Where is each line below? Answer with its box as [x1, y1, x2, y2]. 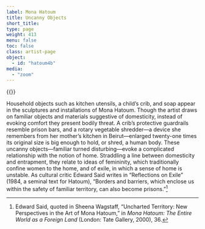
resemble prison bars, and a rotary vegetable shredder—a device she [6, 126, 181, 133]
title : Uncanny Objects [6, 15, 67, 21]
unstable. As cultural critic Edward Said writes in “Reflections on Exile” [6, 172, 184, 179]
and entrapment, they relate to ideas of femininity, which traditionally [6, 158, 179, 165]
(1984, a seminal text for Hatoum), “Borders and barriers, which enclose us [6, 178, 195, 185]
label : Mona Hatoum [6, 9, 56, 15]
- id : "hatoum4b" [12, 60, 56, 66]
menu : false [6, 37, 37, 43]
